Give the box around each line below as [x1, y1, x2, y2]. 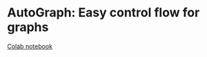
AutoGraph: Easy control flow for [7, 5, 200, 21]
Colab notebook [7, 42, 53, 50]
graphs [7, 19, 49, 35]
